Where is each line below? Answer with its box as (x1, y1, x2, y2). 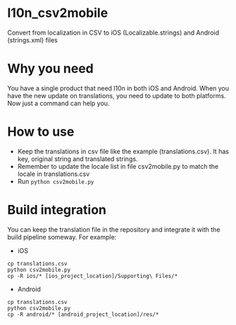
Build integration (7, 202, 107, 218)
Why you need (7, 61, 94, 77)
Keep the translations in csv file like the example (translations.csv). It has (17, 147, 229, 155)
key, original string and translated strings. (17, 154, 138, 163)
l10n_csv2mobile (7, 5, 108, 21)
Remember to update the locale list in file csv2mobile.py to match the (17, 162, 219, 170)
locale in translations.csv (17, 170, 90, 178)
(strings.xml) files (7, 35, 58, 44)
